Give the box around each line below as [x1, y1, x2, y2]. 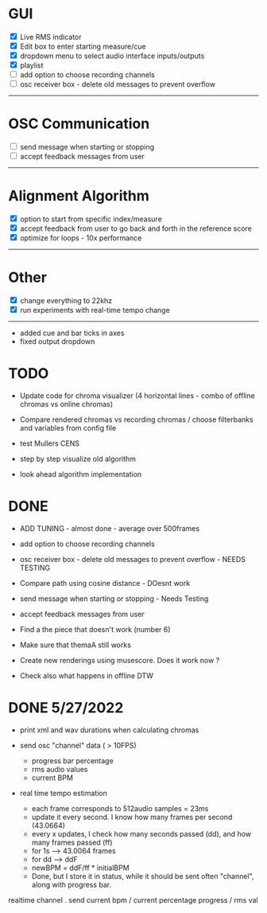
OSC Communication [8, 115, 150, 133]
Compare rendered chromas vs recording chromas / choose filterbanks [19, 415, 253, 424]
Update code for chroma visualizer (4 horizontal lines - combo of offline [19, 391, 256, 400]
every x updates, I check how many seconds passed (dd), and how [31, 829, 252, 838]
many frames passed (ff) [31, 837, 113, 847]
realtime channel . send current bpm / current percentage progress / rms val [8, 895, 258, 904]
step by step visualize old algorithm [19, 454, 137, 463]
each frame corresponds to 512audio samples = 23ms [31, 803, 209, 813]
